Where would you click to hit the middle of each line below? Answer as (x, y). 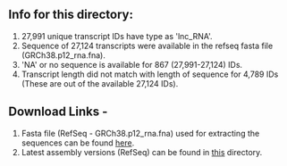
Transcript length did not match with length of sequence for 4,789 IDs (150, 74)
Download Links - (58, 112)
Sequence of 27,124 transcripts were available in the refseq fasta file (147, 46)
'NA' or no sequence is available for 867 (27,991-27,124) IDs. (132, 64)
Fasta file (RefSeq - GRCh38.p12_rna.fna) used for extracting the (140, 133)
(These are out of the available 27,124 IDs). (100, 83)
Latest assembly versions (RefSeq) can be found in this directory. (142, 152)
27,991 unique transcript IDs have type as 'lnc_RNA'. (117, 36)
